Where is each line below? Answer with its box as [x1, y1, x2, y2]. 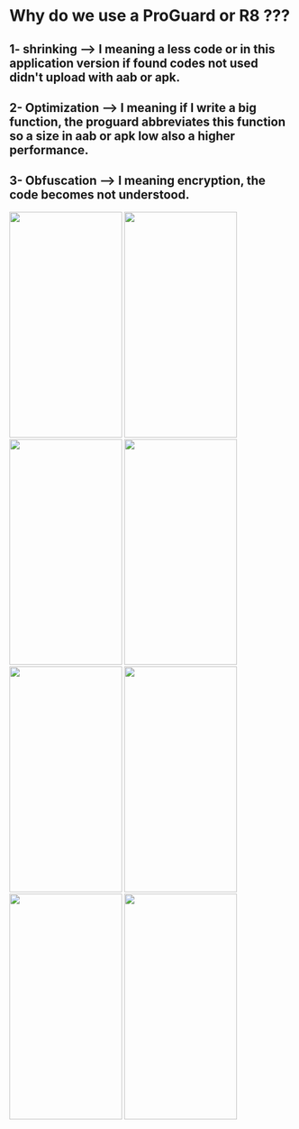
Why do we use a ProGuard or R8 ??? [9, 5, 291, 26]
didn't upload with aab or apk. [9, 69, 181, 85]
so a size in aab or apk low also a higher [9, 128, 236, 143]
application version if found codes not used [9, 55, 258, 70]
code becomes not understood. [9, 187, 190, 203]
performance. [9, 142, 89, 158]
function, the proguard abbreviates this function [9, 114, 286, 129]
